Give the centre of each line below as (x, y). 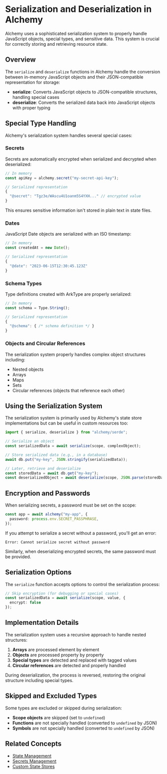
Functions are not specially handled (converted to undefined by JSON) (85, 723)
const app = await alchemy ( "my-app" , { (46, 515)
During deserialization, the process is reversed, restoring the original (75, 675)
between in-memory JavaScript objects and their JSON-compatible (74, 77)
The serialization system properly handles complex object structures (75, 354)
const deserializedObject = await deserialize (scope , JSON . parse (74, 478)
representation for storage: (33, 82)
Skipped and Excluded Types (51, 696)
